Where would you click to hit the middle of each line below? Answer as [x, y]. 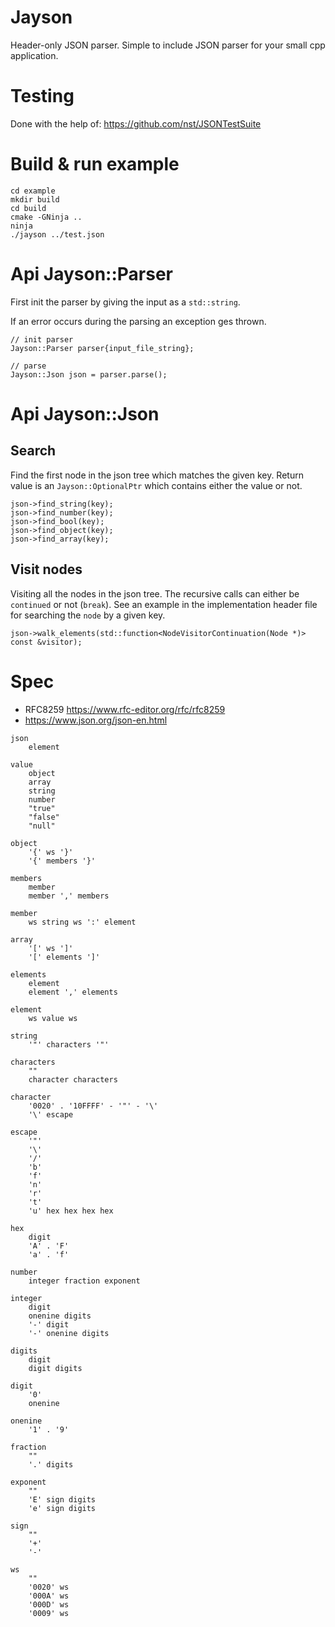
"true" [42, 808]
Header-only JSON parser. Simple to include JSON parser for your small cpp [168, 45]
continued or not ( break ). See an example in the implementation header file [164, 604]
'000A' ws [49, 1596]
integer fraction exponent [84, 1281]
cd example [33, 191]
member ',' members [69, 896]
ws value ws [53, 1018]
